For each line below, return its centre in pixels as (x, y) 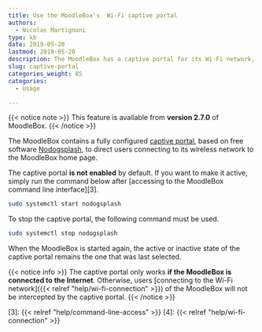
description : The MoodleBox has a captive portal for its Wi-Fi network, (132, 60)
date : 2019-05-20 (37, 45)
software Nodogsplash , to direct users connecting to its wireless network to (131, 149)
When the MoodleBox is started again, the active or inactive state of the (124, 249)
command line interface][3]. (54, 190)
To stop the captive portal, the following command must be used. (114, 219)
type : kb (22, 37)
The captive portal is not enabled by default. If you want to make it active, (128, 173)
